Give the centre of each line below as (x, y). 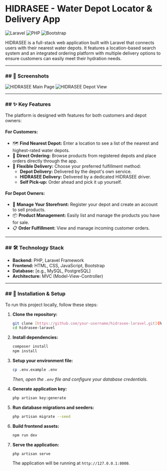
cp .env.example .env (35, 370)
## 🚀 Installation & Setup (35, 294)
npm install (25, 351)
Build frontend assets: (36, 426)
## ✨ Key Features (28, 104)
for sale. (21, 222)
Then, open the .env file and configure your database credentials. (80, 379)
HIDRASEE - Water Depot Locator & (79, 9)
